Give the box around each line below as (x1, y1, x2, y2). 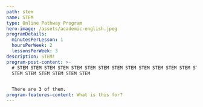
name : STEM (6, 14, 34, 20)
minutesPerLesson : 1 (11, 37, 63, 43)
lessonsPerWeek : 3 (11, 48, 59, 54)
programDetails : (6, 31, 47, 37)
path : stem (6, 8, 34, 15)
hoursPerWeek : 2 (11, 43, 53, 49)
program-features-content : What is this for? (6, 92, 123, 98)
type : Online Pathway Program (6, 20, 83, 26)
